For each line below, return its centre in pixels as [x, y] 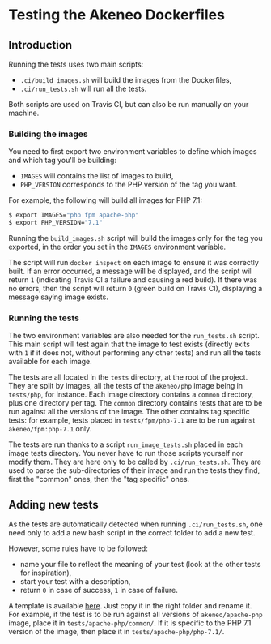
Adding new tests [53, 504]
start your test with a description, [75, 582]
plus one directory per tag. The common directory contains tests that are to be [135, 403]
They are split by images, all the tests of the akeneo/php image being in [126, 386]
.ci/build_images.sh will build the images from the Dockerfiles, [126, 80]
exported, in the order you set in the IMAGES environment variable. [117, 247]
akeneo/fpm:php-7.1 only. [50, 429]
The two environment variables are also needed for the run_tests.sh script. [134, 336]
